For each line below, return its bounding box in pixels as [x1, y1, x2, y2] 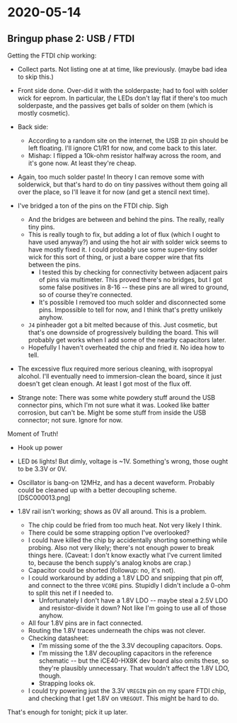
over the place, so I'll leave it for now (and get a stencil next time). [17, 188, 210, 196]
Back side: [17, 123, 48, 131]
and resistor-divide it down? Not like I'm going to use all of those [38, 604, 227, 612]
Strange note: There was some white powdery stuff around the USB [17, 393, 216, 401]
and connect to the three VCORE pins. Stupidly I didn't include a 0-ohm [28, 581, 231, 589]
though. [38, 671, 62, 680]
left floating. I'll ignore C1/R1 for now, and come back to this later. [28, 144, 217, 152]
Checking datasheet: [28, 634, 89, 642]
